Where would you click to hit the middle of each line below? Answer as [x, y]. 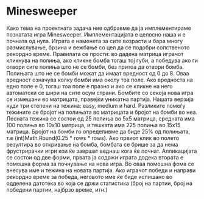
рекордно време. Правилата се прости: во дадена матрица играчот [95, 54]
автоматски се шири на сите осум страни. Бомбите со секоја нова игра [100, 93]
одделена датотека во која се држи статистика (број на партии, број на [100, 183]
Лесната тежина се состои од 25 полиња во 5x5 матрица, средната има [100, 118]
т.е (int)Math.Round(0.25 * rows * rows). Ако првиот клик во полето [93, 138]
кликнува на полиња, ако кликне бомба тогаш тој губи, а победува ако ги [102, 60]
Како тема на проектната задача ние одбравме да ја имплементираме [99, 28]
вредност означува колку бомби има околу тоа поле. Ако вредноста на [100, 80]
